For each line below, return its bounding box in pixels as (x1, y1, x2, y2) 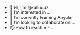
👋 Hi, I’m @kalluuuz (9, 5, 48, 10)
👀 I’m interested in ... (9, 9, 51, 15)
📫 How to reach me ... (9, 25, 55, 30)
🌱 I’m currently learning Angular (9, 15, 74, 20)
